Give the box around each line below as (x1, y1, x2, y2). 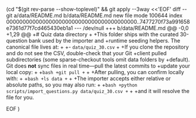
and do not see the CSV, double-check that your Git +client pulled (6, 50, 167, 56)
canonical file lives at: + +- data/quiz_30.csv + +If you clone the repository (6, 43, 189, 50)
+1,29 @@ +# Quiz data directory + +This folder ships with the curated (6, 31, 179, 38)
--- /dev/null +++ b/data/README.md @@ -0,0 (73, 24, 189, 31)
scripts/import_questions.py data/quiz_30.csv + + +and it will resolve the (6, 88, 189, 94)
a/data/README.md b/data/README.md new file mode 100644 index (14, 12, 182, 19)
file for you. (6, 94, 34, 101)
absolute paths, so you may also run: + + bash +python (6, 81, 138, 88)
